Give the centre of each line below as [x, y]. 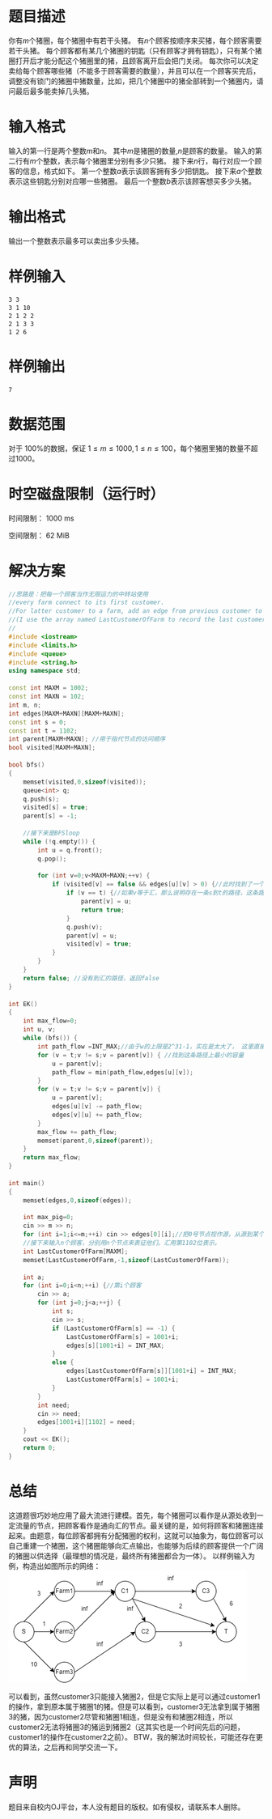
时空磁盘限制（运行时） [87, 494]
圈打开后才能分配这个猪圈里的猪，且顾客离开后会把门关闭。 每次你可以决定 [134, 61]
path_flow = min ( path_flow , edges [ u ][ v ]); [123, 1072]
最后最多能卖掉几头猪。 [54, 91]
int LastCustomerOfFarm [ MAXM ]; [76, 1252]
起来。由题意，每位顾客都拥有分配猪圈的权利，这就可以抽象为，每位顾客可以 [136, 1536]
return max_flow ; [52, 1158]
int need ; [54, 1405]
